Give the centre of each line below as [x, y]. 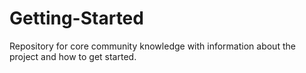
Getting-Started [76, 18]
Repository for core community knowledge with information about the [152, 46]
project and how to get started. [73, 56]
